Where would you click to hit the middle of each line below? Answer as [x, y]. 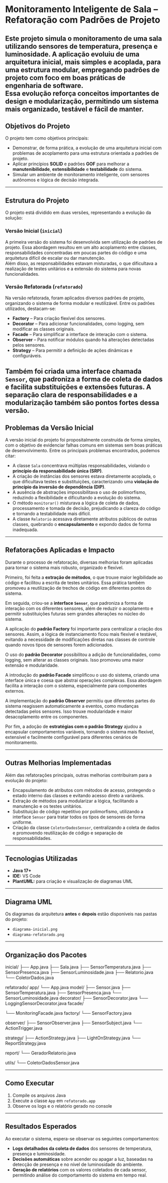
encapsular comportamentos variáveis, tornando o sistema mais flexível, [80, 731]
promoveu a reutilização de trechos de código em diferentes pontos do [78, 588]
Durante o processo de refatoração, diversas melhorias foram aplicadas [79, 562]
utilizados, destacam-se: [30, 308]
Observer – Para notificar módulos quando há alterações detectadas [83, 340]
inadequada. [25, 529]
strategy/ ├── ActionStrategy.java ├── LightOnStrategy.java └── [73, 1038]
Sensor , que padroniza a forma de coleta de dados [84, 380]
